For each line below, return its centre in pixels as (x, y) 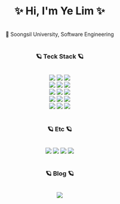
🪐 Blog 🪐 (60, 174)
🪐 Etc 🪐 (60, 129)
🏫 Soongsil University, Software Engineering (60, 34)
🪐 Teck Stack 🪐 (60, 56)
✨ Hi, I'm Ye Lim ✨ (60, 11)
